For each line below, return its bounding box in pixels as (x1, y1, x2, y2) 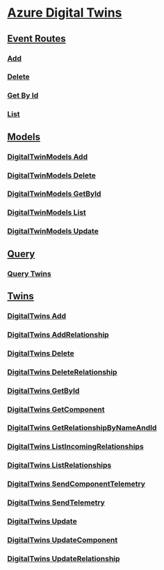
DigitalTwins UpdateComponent (7, 535, 118, 544)
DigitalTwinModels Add (7, 152, 88, 161)
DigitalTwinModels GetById (7, 189, 101, 199)
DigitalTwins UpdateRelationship (7, 553, 120, 563)
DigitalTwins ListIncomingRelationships (7, 442, 144, 452)
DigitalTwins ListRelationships (7, 461, 112, 470)
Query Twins (7, 269, 51, 278)
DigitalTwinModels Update (7, 226, 99, 236)
